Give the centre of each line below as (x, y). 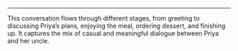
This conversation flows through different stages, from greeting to (104, 18)
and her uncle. (28, 41)
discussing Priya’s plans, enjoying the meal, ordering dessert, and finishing (117, 26)
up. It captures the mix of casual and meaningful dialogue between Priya (113, 33)
